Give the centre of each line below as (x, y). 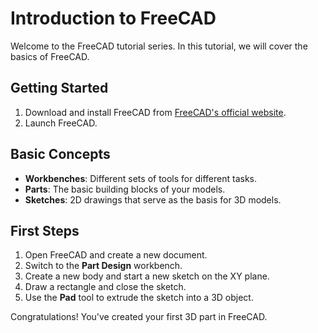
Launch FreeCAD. (61, 123)
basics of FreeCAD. (50, 56)
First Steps (45, 230)
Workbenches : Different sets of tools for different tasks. (140, 178)
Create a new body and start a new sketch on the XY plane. (147, 276)
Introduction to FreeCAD (113, 18)
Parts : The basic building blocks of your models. (125, 189)
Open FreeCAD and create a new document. (116, 255)
